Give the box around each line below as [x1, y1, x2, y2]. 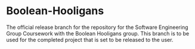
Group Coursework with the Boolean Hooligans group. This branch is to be [6, 30, 190, 37]
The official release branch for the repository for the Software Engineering [6, 24, 189, 31]
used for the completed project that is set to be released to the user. [6, 36, 174, 43]
